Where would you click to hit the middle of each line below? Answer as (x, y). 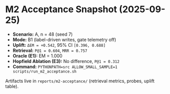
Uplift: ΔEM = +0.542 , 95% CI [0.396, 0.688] (59, 45)
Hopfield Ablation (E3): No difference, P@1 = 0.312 (66, 61)
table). (12, 86)
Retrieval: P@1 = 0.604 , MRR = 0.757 (50, 50)
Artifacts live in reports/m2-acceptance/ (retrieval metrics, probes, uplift (80, 81)
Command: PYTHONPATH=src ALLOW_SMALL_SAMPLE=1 (65, 67)
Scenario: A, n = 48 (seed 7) (43, 34)
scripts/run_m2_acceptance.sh (45, 71)
